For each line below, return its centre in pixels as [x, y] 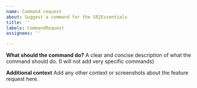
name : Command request [34, 11]
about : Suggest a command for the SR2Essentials [67, 17]
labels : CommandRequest [35, 28]
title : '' [18, 22]
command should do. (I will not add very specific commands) [80, 62]
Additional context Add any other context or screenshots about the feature [97, 73]
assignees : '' [24, 33]
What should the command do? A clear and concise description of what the [98, 55]
